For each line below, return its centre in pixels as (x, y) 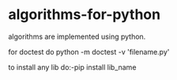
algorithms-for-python (84, 15)
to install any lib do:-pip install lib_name (72, 67)
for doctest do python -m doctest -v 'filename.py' (89, 51)
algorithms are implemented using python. (77, 36)
